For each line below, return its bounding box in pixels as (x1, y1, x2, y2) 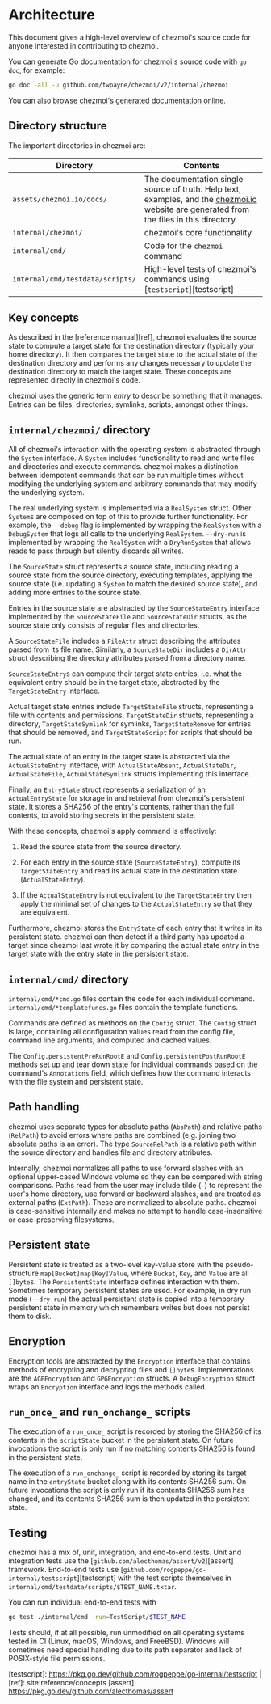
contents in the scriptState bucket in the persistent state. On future (8, 1436, 234, 1445)
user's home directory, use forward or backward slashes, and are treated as (8, 1189, 261, 1199)
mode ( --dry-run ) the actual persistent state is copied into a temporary (8, 1294, 244, 1304)
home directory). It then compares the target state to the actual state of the (8, 349, 258, 359)
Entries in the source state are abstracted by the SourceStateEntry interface (8, 603, 260, 613)
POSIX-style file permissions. (8, 1654, 106, 1663)
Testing (8, 1526, 48, 1540)
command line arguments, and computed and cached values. (8, 1035, 212, 1045)
